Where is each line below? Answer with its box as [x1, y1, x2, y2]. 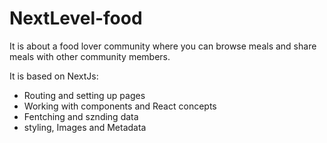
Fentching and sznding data [23, 110, 139, 122]
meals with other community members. [9, 50, 171, 62]
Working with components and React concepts [23, 100, 217, 112]
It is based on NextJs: [9, 70, 99, 82]
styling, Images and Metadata [23, 121, 147, 133]
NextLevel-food [9, 7, 143, 30]
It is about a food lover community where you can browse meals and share [9, 40, 317, 52]
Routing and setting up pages [23, 89, 146, 101]
